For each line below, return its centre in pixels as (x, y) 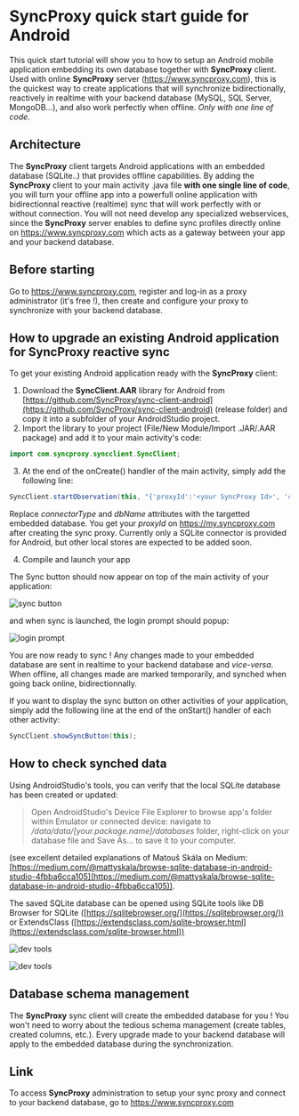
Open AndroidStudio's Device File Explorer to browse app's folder (152, 812)
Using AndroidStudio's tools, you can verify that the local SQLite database (145, 785)
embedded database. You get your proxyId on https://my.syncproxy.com (142, 523)
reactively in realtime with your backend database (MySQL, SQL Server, (141, 97)
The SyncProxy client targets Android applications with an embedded (137, 166)
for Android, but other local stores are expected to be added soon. (131, 542)
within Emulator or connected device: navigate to (121, 821)
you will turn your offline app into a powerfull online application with (133, 194)
